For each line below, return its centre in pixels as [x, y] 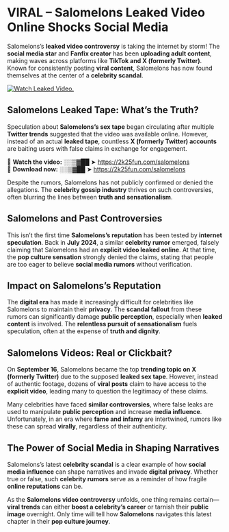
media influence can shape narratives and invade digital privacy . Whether [113, 472]
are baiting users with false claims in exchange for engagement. [97, 148]
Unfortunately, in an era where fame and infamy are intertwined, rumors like [114, 419]
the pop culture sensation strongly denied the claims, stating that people [110, 257]
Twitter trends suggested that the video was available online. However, [108, 134]
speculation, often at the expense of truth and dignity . [84, 331]
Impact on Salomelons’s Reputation [84, 286]
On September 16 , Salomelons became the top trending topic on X [102, 370]
